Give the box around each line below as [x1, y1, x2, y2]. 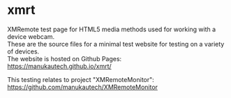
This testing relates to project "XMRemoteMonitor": [7, 75, 155, 83]
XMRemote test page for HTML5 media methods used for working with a [7, 25, 216, 33]
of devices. [7, 47, 40, 56]
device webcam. [7, 32, 55, 40]
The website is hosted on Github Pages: [7, 54, 122, 63]
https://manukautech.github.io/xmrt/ [7, 62, 112, 70]
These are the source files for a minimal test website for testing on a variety [7, 40, 225, 48]
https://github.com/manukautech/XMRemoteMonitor [7, 83, 158, 91]
